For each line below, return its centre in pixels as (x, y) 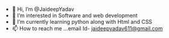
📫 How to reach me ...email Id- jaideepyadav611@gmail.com (87, 28)
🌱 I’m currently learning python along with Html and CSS (82, 22)
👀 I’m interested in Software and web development (75, 15)
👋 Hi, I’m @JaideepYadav (43, 9)
